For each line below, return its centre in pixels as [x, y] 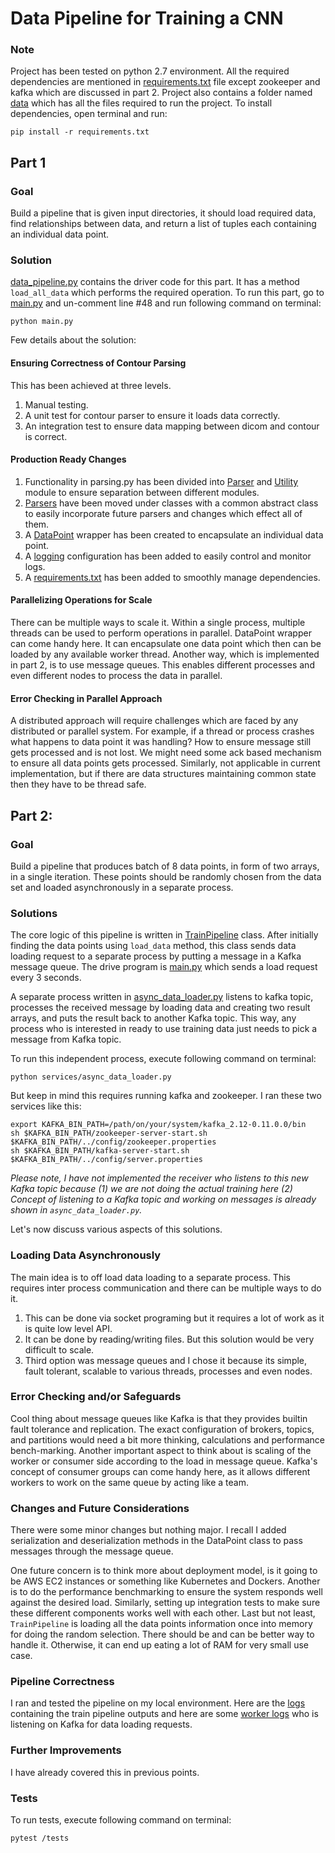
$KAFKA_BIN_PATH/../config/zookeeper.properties [113, 1142]
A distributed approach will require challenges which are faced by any [154, 721]
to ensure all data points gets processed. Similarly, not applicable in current [165, 763]
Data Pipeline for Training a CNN [147, 18]
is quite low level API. [68, 1328]
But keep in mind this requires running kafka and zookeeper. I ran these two [166, 1096]
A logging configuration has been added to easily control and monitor [168, 556]
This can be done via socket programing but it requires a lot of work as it [174, 1318]
